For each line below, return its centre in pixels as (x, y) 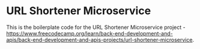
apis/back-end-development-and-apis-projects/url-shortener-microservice (99, 40)
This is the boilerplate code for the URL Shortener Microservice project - (96, 27)
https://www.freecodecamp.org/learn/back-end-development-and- (89, 33)
